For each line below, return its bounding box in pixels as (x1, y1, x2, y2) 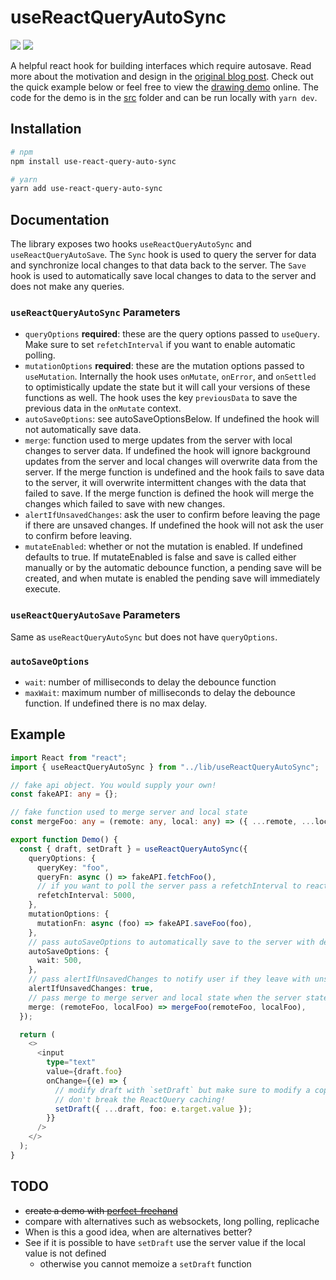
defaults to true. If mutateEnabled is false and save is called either (24, 551, 297, 563)
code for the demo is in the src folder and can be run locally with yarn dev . (10, 91, 318, 103)
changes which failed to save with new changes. (24, 498, 226, 510)
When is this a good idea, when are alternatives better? (24, 1226, 253, 1238)
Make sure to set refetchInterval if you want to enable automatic (24, 339, 296, 351)
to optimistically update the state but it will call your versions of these (24, 381, 311, 393)
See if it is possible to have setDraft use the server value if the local (24, 1236, 306, 1248)
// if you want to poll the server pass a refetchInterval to (36, 881, 302, 891)
